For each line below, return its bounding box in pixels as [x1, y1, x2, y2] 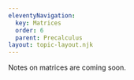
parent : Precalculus [15, 33, 83, 42]
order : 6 [15, 26, 44, 34]
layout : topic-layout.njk [8, 41, 93, 49]
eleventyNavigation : [8, 11, 76, 20]
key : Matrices [15, 19, 61, 27]
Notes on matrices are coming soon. [8, 63, 126, 72]
